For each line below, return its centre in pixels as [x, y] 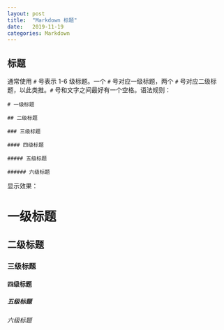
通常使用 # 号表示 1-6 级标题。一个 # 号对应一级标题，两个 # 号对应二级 [109, 82]
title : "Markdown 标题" [42, 20]
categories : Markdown [39, 33]
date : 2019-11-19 [36, 27]
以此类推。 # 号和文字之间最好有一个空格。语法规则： [95, 90]
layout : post [26, 14]
